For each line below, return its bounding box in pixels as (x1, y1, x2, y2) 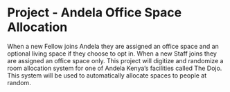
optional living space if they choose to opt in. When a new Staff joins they (7, 49, 217, 58)
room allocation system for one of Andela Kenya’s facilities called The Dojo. (7, 64, 222, 72)
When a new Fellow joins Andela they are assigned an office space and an (7, 42, 220, 50)
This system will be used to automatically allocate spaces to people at (7, 71, 206, 80)
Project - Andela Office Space (7, 5, 182, 21)
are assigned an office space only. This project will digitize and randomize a (7, 56, 224, 65)
